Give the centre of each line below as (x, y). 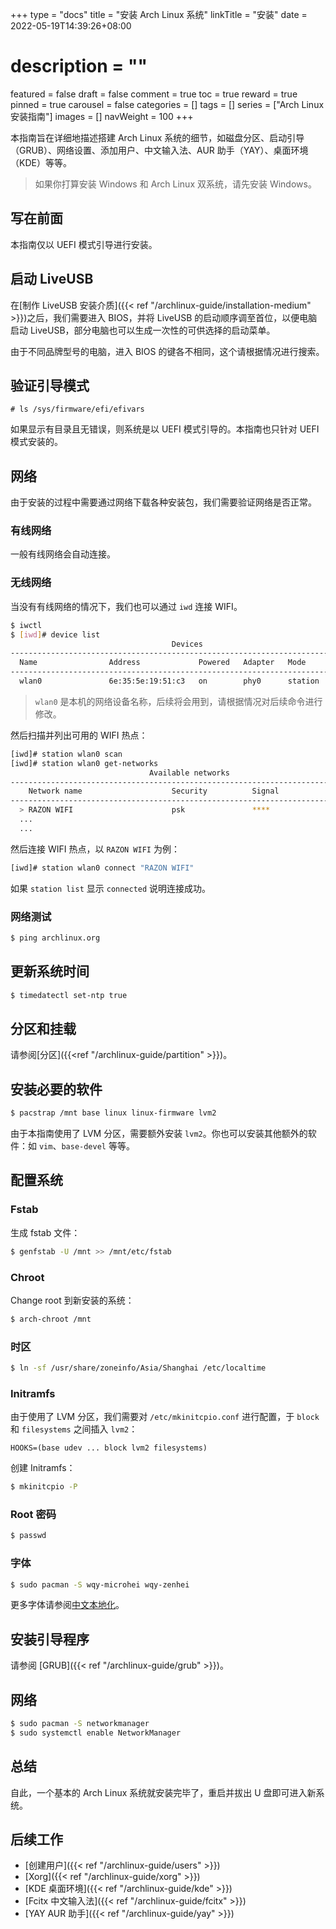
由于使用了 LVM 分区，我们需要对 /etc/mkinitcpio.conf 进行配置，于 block (165, 1417)
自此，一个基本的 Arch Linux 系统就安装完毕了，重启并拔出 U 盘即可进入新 (163, 1792)
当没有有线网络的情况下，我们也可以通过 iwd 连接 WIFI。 (126, 606)
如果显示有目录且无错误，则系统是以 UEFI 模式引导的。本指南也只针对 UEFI (165, 429)
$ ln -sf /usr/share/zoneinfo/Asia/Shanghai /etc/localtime (138, 1368)
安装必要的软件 (56, 1089)
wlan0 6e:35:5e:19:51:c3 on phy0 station (169, 681)
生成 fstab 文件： (45, 1232)
